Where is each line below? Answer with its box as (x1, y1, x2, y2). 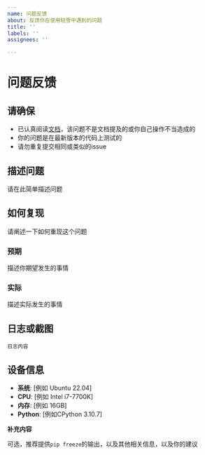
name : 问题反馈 (7, 10, 48, 18)
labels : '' (7, 29, 39, 37)
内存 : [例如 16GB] (17, 401, 67, 409)
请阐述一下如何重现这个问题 (7, 227, 87, 236)
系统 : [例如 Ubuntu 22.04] (17, 383, 92, 392)
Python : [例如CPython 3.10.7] (17, 409, 103, 418)
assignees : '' (7, 36, 49, 43)
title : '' (7, 23, 36, 30)
